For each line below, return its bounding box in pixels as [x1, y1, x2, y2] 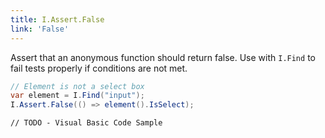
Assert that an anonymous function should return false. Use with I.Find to [10, 51, 316, 63]
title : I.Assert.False [10, 14, 105, 25]
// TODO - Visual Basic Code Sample [10, 118, 163, 128]
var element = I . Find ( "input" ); [10, 91, 145, 101]
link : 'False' [10, 24, 70, 34]
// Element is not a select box [10, 81, 145, 91]
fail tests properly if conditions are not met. [10, 62, 188, 74]
